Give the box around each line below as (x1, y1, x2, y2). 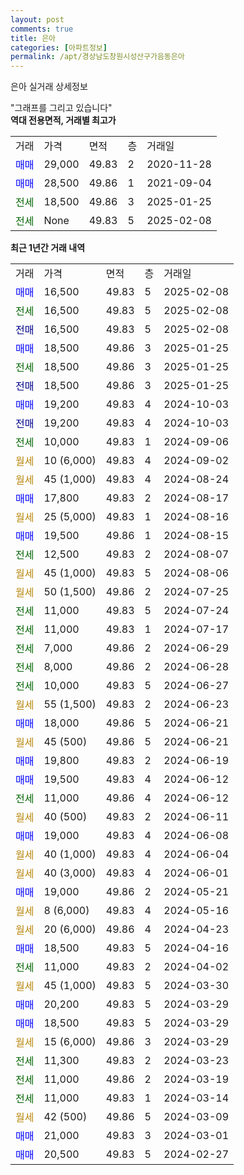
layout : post (10, 14, 65, 25)
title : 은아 (10, 33, 57, 43)
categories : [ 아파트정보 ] (10, 42, 108, 53)
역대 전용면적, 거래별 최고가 (10, 114, 117, 126)
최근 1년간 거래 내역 (10, 242, 86, 254)
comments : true (10, 24, 74, 34)
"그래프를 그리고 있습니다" (10, 102, 113, 114)
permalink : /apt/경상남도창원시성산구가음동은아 (10, 52, 185, 62)
